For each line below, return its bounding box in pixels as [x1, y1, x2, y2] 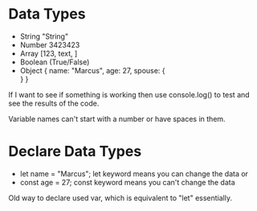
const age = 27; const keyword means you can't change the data [19, 177, 235, 187]
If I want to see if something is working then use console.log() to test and [8, 89, 251, 99]
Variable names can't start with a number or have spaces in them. [8, 114, 226, 123]
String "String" [19, 31, 69, 41]
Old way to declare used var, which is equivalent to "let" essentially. [8, 192, 233, 202]
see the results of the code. [8, 98, 100, 108]
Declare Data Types [8, 143, 142, 161]
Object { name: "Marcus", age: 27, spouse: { [19, 65, 166, 75]
